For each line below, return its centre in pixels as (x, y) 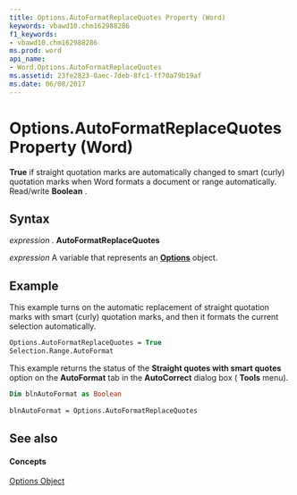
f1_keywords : (34, 34)
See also (34, 438)
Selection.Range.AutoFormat (62, 351)
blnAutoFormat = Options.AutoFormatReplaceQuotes (104, 411)
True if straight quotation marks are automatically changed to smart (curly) (147, 172)
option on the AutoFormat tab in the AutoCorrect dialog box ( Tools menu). (149, 377)
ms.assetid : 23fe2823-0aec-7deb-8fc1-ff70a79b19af (106, 76)
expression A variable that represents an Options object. (114, 258)
